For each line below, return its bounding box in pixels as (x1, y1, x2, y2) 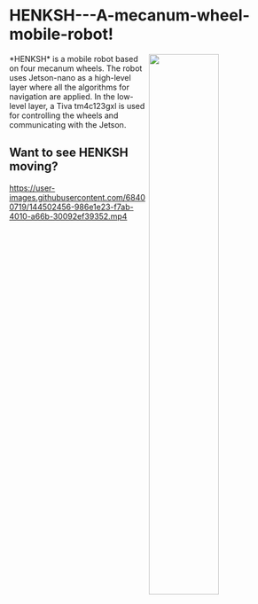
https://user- (9, 183, 56, 193)
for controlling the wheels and (9, 110, 119, 121)
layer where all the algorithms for (9, 82, 130, 92)
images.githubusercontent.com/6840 (9, 192, 146, 202)
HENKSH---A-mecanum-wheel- (9, 5, 250, 26)
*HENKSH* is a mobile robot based (9, 53, 139, 64)
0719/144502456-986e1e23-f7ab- (9, 201, 135, 212)
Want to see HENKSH (9, 145, 129, 161)
